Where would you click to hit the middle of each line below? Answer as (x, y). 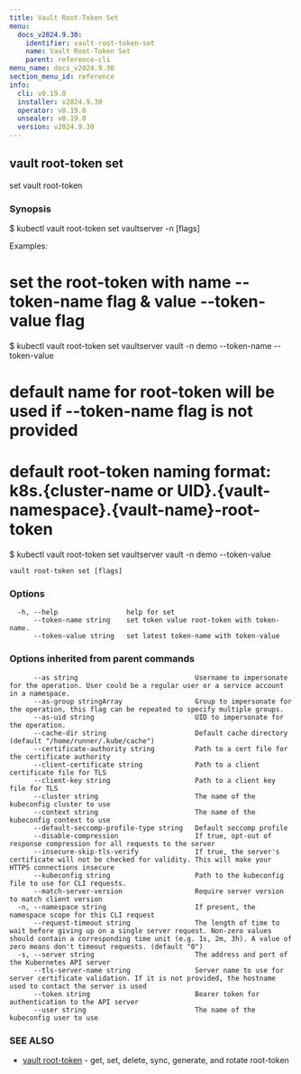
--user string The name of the (144, 1010)
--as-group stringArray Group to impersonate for (163, 702)
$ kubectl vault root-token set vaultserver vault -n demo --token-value (141, 555)
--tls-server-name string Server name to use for (158, 970)
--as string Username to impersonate (160, 678)
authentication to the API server (74, 1002)
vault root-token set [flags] (66, 571)
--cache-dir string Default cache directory (160, 733)
